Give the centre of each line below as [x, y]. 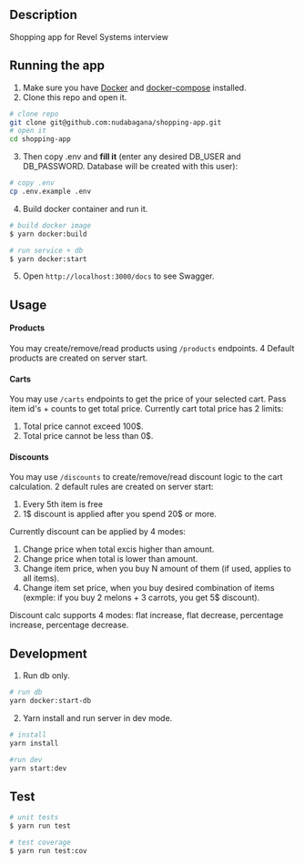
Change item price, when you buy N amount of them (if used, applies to [157, 569]
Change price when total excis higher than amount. [118, 549]
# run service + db [46, 250]
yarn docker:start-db [51, 701]
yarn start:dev [38, 768]
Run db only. [46, 676]
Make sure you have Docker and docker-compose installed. [135, 87]
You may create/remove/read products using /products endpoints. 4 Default [152, 348]
